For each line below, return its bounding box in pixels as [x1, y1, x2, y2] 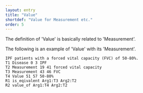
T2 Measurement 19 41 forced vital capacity [5, 65, 102, 70]
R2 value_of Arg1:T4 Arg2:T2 [5, 83, 68, 88]
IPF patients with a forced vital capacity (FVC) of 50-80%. [5, 56, 139, 61]
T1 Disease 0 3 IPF [5, 60, 47, 66]
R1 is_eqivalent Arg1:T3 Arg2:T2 [5, 78, 77, 84]
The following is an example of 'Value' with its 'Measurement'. [5, 46, 136, 52]
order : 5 [5, 22, 24, 27]
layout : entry [5, 7, 36, 13]
